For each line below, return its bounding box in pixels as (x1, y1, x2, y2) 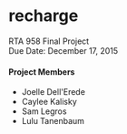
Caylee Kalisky (21, 97, 78, 108)
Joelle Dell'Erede (21, 87, 85, 98)
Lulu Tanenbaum (21, 116, 85, 127)
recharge (8, 5, 79, 26)
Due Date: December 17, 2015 (8, 45, 119, 56)
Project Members (8, 66, 75, 77)
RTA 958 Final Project (8, 36, 90, 46)
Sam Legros (21, 106, 67, 117)
